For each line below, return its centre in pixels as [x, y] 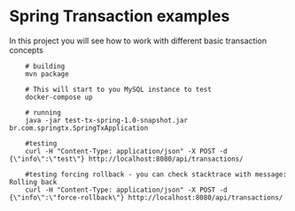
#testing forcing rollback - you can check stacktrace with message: [156, 174]
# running [43, 112]
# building [45, 66]
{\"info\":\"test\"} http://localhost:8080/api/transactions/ [126, 159]
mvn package [47, 74]
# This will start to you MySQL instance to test [119, 89]
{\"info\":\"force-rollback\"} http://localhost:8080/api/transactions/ [146, 197]
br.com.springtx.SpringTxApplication [79, 128]
